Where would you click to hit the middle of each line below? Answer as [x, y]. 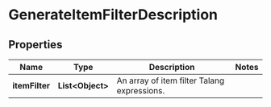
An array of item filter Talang [171, 80]
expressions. [141, 91]
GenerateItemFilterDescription [113, 15]
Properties [35, 45]
